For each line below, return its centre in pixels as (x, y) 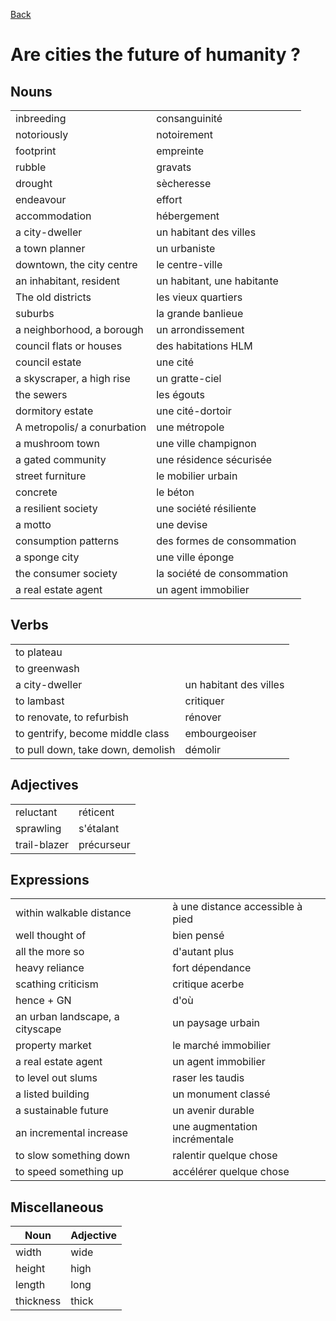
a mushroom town (57, 443)
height (30, 1269)
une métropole (190, 427)
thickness (38, 1301)
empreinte (180, 151)
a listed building (52, 1094)
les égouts (180, 394)
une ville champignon (206, 443)
